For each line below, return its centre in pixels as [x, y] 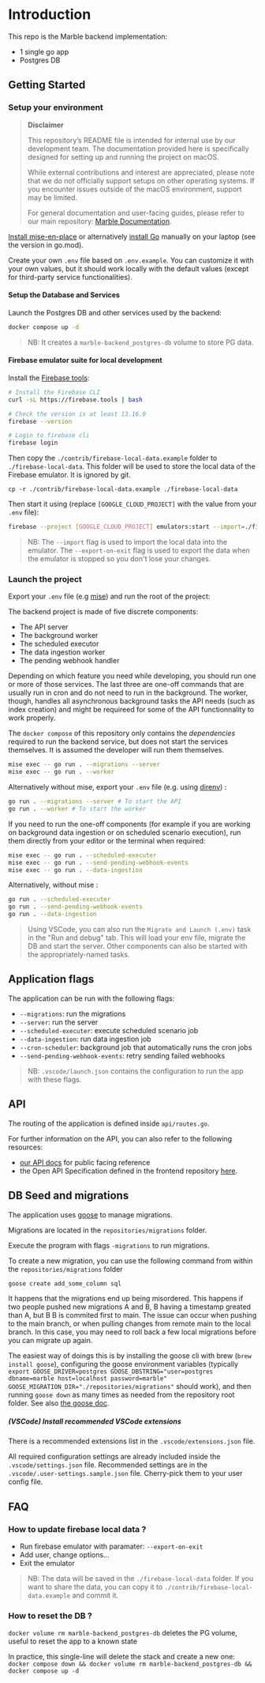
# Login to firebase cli [49, 436]
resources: [26, 1147]
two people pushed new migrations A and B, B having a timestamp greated [129, 1307]
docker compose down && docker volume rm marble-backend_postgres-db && [130, 1664]
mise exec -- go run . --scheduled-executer [82, 855]
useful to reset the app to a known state [73, 1641]
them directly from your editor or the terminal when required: [107, 840]
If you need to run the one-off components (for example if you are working [129, 824]
